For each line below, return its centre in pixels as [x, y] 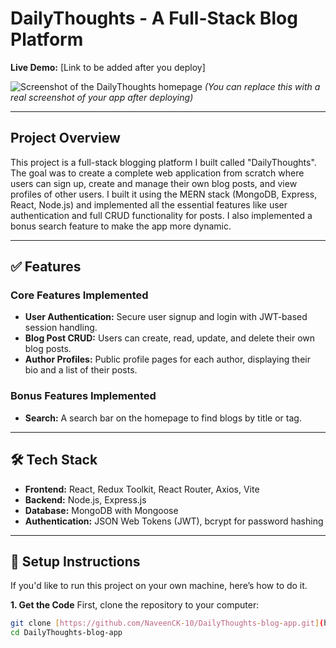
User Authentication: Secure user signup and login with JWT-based [166, 317]
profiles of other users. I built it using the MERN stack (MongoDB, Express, [164, 194]
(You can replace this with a [262, 86]
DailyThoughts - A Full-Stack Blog [154, 18]
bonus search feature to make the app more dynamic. [121, 226]
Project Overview [65, 138]
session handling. [61, 328]
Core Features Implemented [79, 295]
